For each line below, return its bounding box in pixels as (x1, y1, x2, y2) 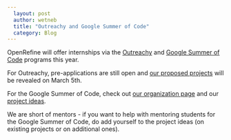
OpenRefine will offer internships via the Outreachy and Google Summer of (7, 48, 220, 57)
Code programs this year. (7, 56, 79, 64)
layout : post (13, 10, 51, 17)
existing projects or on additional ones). (7, 125, 120, 133)
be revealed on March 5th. (7, 77, 82, 85)
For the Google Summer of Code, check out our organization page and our (7, 90, 219, 98)
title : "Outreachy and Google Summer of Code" (13, 23, 150, 30)
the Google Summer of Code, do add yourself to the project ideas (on (7, 118, 205, 126)
